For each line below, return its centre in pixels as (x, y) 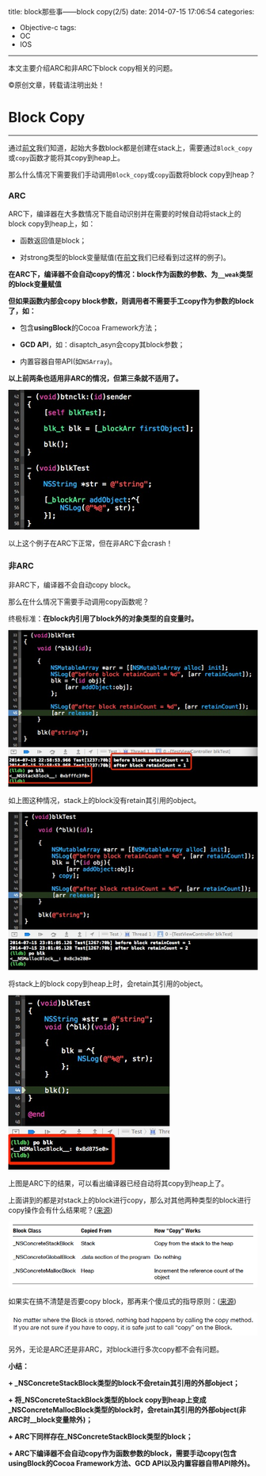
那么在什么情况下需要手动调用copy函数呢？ (79, 602)
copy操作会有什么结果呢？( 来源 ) (61, 1210)
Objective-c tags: (48, 27)
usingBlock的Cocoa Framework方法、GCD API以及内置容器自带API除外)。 (131, 1463)
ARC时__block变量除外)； (51, 1419)
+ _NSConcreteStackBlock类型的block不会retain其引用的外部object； (124, 1382)
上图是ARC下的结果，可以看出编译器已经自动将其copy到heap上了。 (118, 1183)
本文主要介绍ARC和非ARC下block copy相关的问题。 (93, 68)
